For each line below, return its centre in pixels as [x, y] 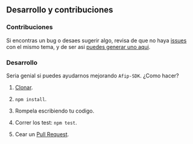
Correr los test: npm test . [46, 122]
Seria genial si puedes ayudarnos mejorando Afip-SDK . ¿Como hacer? [93, 76]
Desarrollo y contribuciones [60, 10]
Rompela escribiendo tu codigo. [55, 111]
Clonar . [24, 87]
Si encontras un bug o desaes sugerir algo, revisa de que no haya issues [96, 40]
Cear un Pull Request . [42, 134]
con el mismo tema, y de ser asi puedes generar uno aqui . [78, 47]
